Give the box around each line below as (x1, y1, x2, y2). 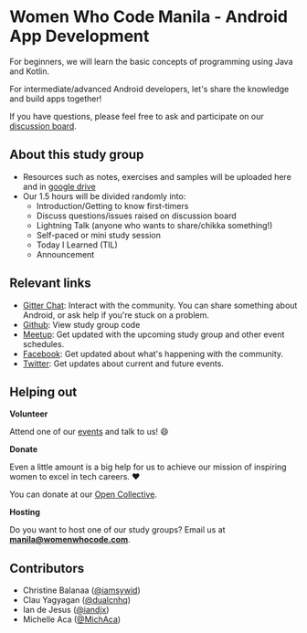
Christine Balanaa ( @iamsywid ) (22, 585, 141, 596)
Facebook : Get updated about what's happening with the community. (22, 348, 284, 359)
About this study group (9, 147, 144, 163)
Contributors (9, 560, 85, 576)
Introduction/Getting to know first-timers (36, 200, 189, 211)
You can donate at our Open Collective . (9, 489, 158, 500)
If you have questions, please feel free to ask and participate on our (9, 111, 264, 121)
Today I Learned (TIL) (36, 239, 119, 250)
